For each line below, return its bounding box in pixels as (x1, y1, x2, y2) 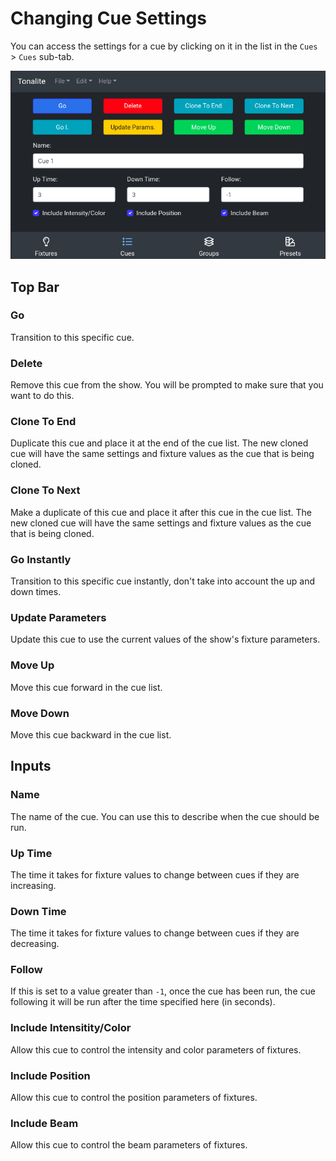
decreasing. (10, 938, 60, 950)
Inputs (10, 758, 52, 775)
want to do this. (10, 390, 75, 402)
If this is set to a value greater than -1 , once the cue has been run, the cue (10, 985, 316, 997)
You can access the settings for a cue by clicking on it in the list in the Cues (10, 40, 318, 52)
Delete (10, 356, 43, 370)
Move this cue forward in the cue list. (10, 681, 163, 693)
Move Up (10, 658, 55, 672)
